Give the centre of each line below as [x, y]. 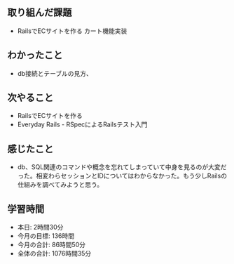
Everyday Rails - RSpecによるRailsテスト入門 [82, 124]
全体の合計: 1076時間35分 [54, 253]
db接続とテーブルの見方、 [55, 73]
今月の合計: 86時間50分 [51, 245]
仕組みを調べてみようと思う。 [60, 185]
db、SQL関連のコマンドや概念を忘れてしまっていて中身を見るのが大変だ [122, 167]
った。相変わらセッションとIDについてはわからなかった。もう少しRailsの [122, 176]
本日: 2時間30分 [40, 227]
